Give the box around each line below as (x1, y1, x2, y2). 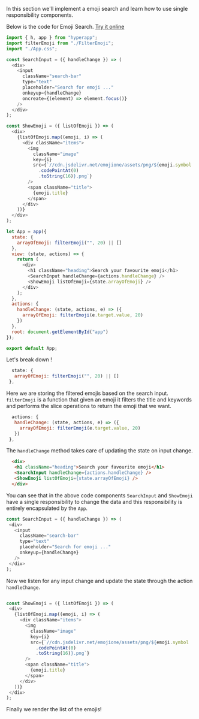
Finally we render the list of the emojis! (6, 706, 102, 713)
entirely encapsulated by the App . (6, 504, 88, 512)
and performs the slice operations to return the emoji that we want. (6, 403, 172, 409)
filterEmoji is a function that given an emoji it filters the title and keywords (6, 396, 192, 403)
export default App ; (6, 345, 58, 351)
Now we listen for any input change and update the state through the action (6, 577, 193, 584)
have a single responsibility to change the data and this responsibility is (6, 498, 183, 505)
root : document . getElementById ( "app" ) (11, 329, 109, 335)
